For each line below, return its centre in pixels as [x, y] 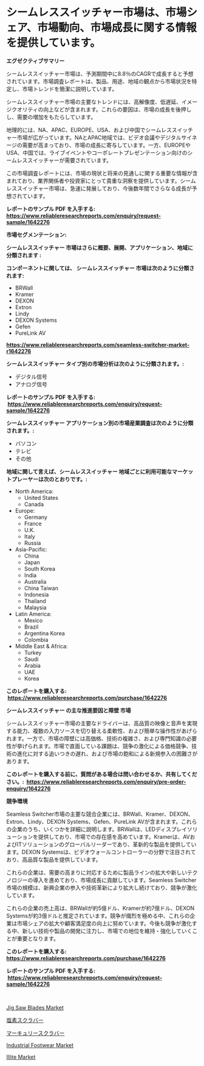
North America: [34, 491]
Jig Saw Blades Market [35, 1007]
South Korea [40, 569]
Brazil [31, 627]
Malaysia [35, 607]
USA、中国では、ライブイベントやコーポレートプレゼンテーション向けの [97, 152]
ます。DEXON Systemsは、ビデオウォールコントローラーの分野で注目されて [101, 852]
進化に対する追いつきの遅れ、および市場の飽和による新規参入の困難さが [107, 753]
